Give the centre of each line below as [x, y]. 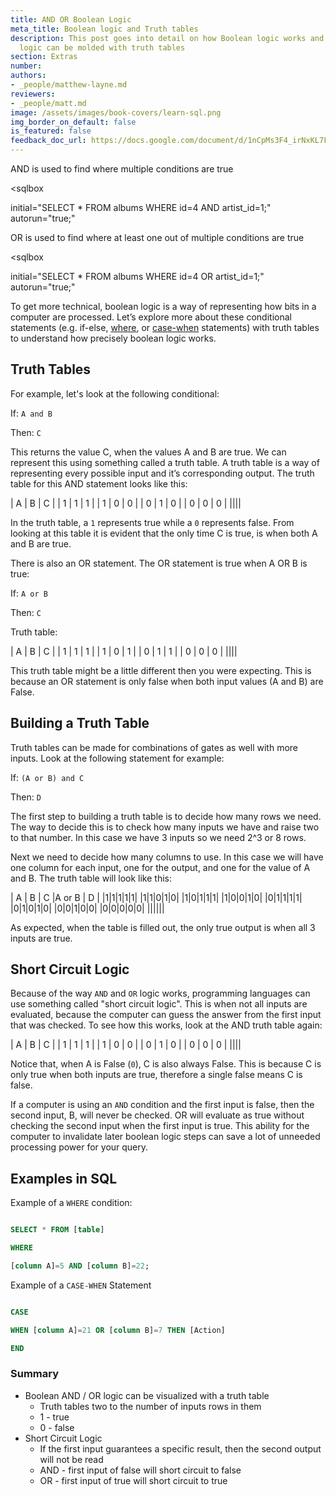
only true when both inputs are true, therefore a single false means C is [156, 1075]
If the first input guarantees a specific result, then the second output [180, 1448]
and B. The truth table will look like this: [91, 878]
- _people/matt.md [48, 103]
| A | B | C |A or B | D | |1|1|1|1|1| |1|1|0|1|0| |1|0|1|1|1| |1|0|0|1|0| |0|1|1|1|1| [156, 897]
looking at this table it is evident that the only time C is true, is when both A [164, 533]
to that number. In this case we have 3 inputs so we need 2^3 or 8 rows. [158, 837]
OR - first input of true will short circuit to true [133, 1480]
